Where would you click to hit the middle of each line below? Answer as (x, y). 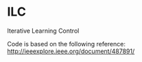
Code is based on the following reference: (66, 44)
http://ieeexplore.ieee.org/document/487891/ (71, 51)
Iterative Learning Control (43, 31)
